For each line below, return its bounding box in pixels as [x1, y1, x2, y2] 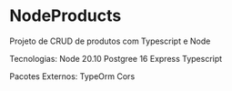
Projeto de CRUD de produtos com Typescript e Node [9, 35, 211, 46]
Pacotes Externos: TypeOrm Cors [9, 70, 136, 82]
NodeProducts [9, 5, 122, 26]
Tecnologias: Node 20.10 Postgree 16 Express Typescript [9, 53, 223, 64]
